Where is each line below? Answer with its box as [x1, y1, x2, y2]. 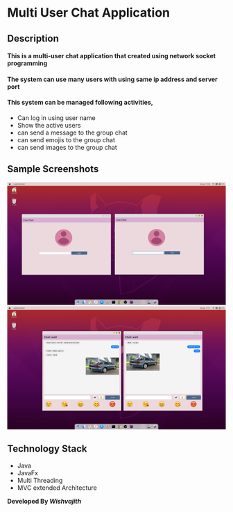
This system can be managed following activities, [7, 99, 154, 107]
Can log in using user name [17, 113, 96, 122]
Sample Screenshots [7, 163, 99, 175]
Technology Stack [7, 443, 87, 455]
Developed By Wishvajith [7, 497, 82, 505]
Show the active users [17, 121, 81, 129]
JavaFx [17, 468, 39, 477]
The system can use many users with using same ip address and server [7, 75, 218, 83]
